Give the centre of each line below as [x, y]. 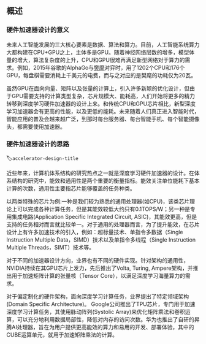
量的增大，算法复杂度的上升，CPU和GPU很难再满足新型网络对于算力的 [96, 59]
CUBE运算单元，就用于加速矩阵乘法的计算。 [62, 334]
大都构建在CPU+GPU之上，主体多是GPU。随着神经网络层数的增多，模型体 [101, 52]
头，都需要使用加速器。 [36, 126]
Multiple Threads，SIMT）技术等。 [51, 247]
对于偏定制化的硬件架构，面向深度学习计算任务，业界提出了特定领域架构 [97, 296]
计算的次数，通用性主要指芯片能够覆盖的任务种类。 [71, 188]
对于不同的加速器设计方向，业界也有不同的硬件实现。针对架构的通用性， [97, 260]
